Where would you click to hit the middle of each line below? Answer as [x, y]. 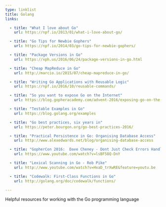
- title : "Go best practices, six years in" [56, 122]
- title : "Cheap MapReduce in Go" [45, 68]
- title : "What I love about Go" [44, 28]
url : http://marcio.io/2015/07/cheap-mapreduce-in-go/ [72, 73]
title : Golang [20, 14]
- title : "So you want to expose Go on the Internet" [66, 95]
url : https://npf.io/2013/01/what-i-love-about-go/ [68, 33]
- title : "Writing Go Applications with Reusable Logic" [69, 82]
